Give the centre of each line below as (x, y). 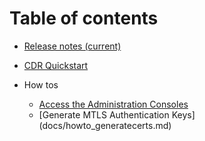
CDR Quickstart (56, 65)
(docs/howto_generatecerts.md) (105, 125)
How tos (41, 84)
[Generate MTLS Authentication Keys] (117, 114)
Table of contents (84, 18)
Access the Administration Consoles (113, 104)
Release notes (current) (72, 46)
